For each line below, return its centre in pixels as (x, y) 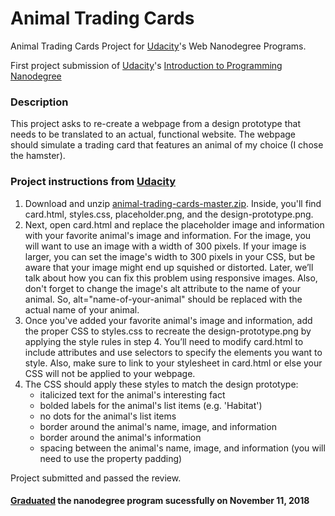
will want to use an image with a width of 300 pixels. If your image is (165, 246)
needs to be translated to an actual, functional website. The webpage (153, 134)
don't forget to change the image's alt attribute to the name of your (163, 288)
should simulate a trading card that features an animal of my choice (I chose (167, 145)
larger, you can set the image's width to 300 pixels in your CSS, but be (170, 256)
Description (39, 102)
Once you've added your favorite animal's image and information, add (168, 320)
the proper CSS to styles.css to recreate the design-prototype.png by (168, 331)
